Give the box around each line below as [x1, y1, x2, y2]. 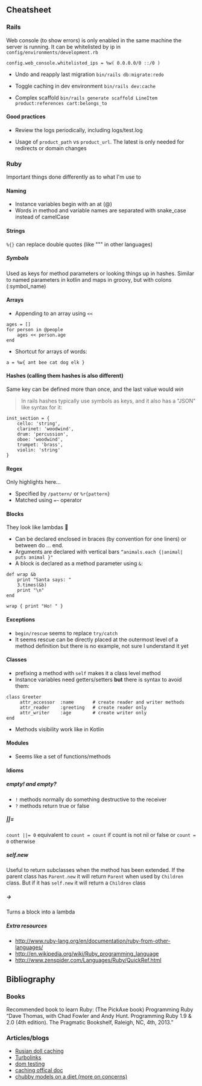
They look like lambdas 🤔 [6, 524, 69, 531]
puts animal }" [14, 554, 54, 560]
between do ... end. [14, 542, 64, 549]
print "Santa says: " [17, 577, 71, 583]
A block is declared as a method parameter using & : [14, 560, 143, 567]
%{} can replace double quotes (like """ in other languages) [6, 241, 153, 248]
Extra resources [6, 922, 48, 930]
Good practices [6, 113, 46, 120]
